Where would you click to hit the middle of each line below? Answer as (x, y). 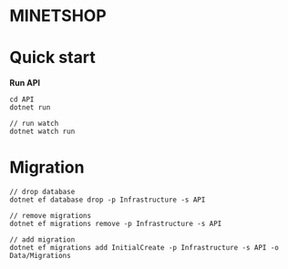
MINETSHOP (58, 16)
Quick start (52, 58)
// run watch (34, 124)
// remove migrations (51, 216)
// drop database (42, 192)
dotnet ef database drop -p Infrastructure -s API (108, 200)
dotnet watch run (42, 132)
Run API (25, 83)
